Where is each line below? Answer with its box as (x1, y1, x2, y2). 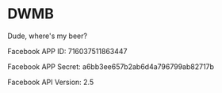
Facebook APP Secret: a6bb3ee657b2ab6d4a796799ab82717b (7, 61, 215, 72)
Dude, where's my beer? (7, 31, 88, 41)
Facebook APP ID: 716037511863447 (7, 46, 128, 56)
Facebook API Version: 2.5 (7, 77, 94, 87)
